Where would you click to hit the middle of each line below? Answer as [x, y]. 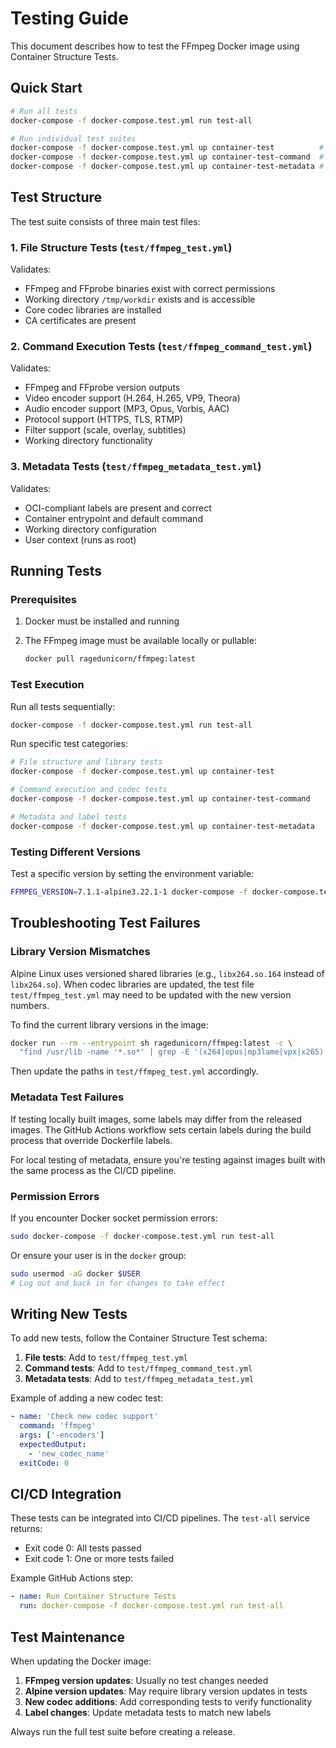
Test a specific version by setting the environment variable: [132, 873]
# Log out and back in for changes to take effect [118, 1283]
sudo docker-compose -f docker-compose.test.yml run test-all [142, 1236]
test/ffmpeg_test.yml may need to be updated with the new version [151, 994]
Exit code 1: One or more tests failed [99, 1559]
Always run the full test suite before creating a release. [123, 1731]
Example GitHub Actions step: [72, 1578]
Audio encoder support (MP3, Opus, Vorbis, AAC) [127, 409]
